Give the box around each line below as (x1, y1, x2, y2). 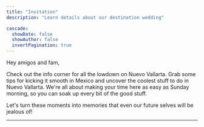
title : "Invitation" (6, 8, 59, 15)
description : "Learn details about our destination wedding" (6, 15, 165, 21)
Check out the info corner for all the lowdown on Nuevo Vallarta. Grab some (6, 71, 196, 77)
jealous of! (6, 108, 33, 115)
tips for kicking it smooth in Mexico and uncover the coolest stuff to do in (6, 77, 189, 84)
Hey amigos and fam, (6, 59, 59, 66)
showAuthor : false (12, 37, 59, 43)
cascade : (6, 25, 29, 31)
